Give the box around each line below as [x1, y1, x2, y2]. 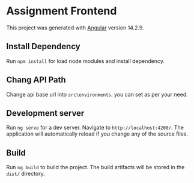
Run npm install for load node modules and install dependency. [6, 57, 165, 64]
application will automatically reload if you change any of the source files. [6, 130, 188, 137]
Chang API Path [6, 75, 66, 85]
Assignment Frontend [6, 4, 117, 18]
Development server [6, 108, 85, 118]
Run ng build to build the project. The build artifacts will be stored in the [6, 164, 185, 171]
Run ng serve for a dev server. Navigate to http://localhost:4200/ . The [6, 124, 184, 131]
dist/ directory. [6, 170, 45, 178]
